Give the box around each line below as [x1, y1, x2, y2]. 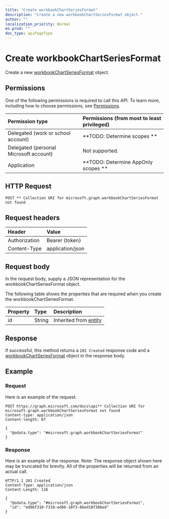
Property [8, 308, 30, 316]
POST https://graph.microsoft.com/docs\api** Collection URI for [5, 403, 145, 409]
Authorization [8, 237, 40, 244]
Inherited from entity [53, 317, 102, 324]
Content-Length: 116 [5, 487, 49, 492]
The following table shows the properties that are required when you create [5, 291, 162, 297]
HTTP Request [5, 182, 52, 191]
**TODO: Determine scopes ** [82, 132, 157, 139]
